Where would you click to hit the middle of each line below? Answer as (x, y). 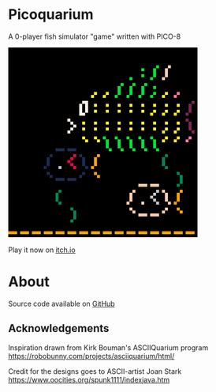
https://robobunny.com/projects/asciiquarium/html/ (91, 356)
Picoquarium (51, 15)
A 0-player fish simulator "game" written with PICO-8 (95, 36)
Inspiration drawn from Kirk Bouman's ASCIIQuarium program (108, 347)
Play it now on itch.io (42, 250)
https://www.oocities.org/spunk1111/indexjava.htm (89, 379)
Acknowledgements (59, 328)
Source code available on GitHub (62, 303)
